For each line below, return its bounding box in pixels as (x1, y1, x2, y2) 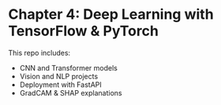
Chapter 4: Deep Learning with (8, 5, 215, 24)
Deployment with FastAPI (19, 80, 102, 89)
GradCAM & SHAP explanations (19, 88, 122, 97)
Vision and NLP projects (19, 71, 99, 81)
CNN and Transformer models (19, 63, 118, 72)
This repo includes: (8, 48, 71, 57)
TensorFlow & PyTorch (8, 22, 159, 40)
